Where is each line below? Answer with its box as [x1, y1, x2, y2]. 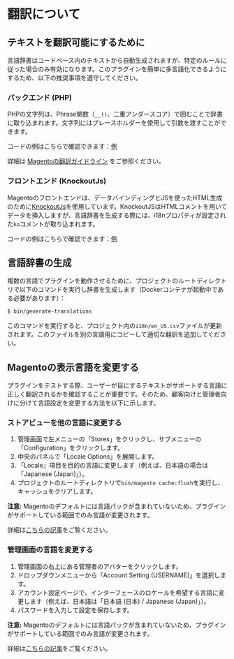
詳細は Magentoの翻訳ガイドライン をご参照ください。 [7, 157, 166, 165]
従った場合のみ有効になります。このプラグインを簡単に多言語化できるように [7, 65, 227, 73]
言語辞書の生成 [7, 256, 72, 269]
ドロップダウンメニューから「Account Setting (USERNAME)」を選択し [17, 570, 221, 579]
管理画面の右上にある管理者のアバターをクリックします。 [17, 562, 182, 570]
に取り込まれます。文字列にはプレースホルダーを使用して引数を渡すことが [7, 119, 221, 127]
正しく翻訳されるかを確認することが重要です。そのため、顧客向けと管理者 [7, 390, 221, 399]
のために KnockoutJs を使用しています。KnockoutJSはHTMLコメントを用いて [7, 202, 228, 210]
